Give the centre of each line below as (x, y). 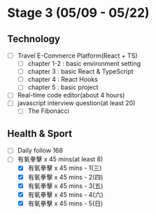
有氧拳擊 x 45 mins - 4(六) (65, 194)
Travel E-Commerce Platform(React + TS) (77, 55)
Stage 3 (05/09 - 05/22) (78, 13)
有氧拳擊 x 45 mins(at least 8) (60, 159)
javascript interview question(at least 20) (76, 103)
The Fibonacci (49, 111)
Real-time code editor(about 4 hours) (71, 95)
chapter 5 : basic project (63, 87)
